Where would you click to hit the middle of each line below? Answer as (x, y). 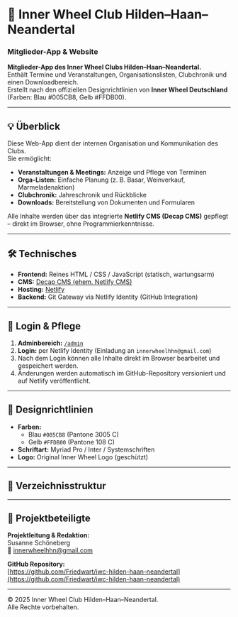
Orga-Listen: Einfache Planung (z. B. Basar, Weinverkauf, (101, 180)
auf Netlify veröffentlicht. (54, 381)
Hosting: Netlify (41, 290)
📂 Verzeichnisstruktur (57, 486)
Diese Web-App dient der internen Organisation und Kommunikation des (113, 143)
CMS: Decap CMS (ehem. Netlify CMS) (75, 282)
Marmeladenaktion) (46, 187)
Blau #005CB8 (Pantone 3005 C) (73, 434)
